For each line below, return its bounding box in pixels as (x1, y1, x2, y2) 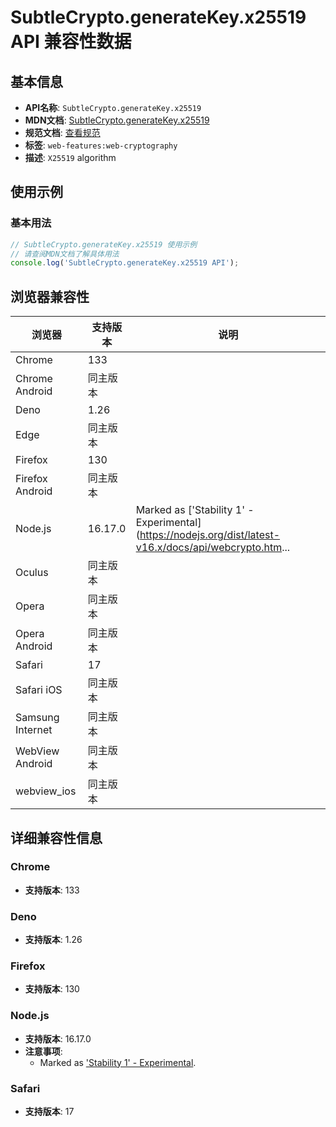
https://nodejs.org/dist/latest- (139, 528, 281, 542)
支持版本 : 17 (24, 1106, 75, 1117)
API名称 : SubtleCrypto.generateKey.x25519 (24, 102, 202, 113)
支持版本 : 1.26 (24, 934, 83, 946)
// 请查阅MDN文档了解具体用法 (10, 249, 120, 259)
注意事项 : (24, 1045, 63, 1057)
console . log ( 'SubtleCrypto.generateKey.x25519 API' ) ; (10, 258, 240, 268)
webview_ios (15, 784, 77, 798)
